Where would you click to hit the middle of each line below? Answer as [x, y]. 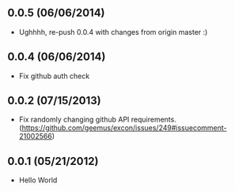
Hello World [38, 180]
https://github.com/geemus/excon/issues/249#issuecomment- [124, 128]
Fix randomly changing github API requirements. [98, 120]
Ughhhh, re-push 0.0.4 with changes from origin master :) [113, 32]
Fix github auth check [54, 76]
